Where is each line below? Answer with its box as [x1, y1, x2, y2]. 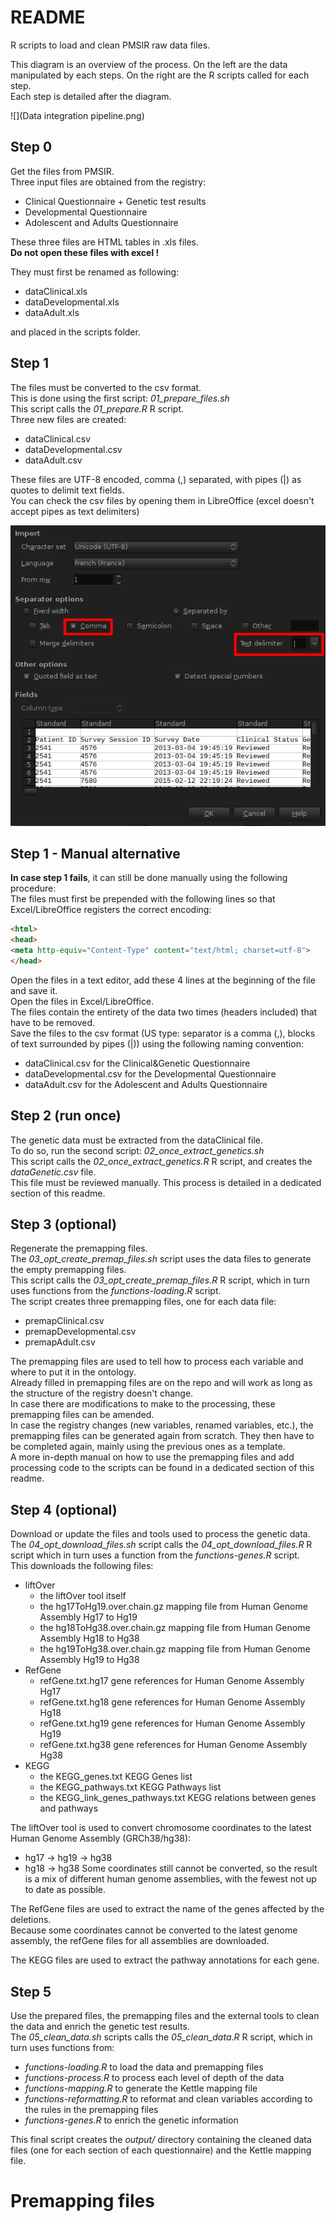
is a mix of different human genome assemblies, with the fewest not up [24, 1873, 317, 1885]
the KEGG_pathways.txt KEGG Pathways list [39, 1781, 222, 1793]
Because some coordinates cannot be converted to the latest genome [10, 1924, 298, 1936]
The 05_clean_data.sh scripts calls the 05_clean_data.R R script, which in [10, 2031, 313, 2043]
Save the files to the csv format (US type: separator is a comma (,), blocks [10, 1027, 316, 1039]
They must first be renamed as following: [10, 266, 180, 278]
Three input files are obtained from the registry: [10, 176, 207, 188]
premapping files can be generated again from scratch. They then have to [10, 1430, 315, 1442]
